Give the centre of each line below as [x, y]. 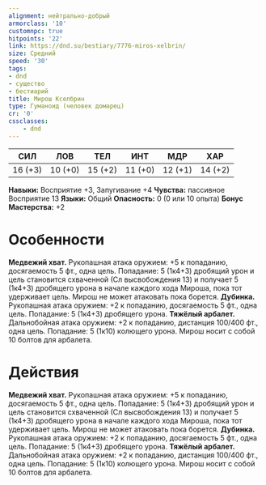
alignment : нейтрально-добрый [59, 16]
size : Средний [32, 53]
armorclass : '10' [38, 23]
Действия [44, 372]
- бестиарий [28, 91]
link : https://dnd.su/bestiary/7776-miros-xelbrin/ [97, 46]
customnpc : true [36, 31]
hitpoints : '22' [36, 38]
